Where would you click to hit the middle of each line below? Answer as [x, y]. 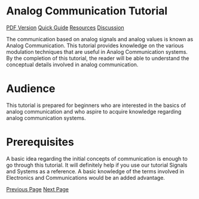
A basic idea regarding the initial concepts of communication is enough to [97, 158]
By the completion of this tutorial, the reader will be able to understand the [98, 58]
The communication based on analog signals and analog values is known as [100, 39]
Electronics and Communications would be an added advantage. [86, 177]
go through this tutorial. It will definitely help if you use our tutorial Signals [97, 165]
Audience [31, 89]
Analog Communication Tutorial [87, 11]
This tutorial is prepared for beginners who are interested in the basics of [96, 105]
